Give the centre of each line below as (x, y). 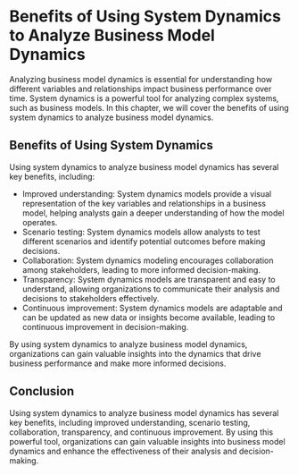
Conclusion (42, 391)
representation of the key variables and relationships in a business (144, 203)
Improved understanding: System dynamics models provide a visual (147, 193)
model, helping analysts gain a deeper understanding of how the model (153, 213)
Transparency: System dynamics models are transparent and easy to (149, 279)
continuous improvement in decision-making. (105, 327)
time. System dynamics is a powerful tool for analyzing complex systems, (144, 98)
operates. (40, 222)
